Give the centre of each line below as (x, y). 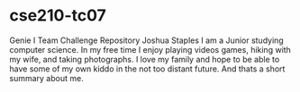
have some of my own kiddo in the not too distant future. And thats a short (147, 69)
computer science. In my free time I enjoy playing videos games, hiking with (150, 49)
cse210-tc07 (58, 16)
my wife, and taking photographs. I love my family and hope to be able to (145, 59)
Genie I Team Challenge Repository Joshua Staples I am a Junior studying (146, 40)
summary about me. (46, 78)
